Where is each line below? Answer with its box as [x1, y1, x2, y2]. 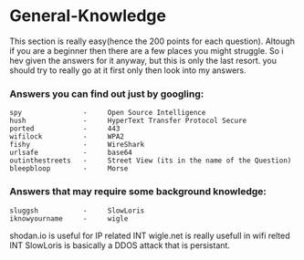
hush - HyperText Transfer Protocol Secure [9, 116, 247, 126]
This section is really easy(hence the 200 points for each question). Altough [9, 36, 295, 47]
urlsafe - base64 [9, 148, 132, 158]
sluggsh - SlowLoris [9, 206, 145, 215]
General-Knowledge [9, 5, 167, 26]
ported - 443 [9, 124, 121, 133]
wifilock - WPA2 [9, 132, 125, 141]
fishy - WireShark [9, 140, 145, 150]
